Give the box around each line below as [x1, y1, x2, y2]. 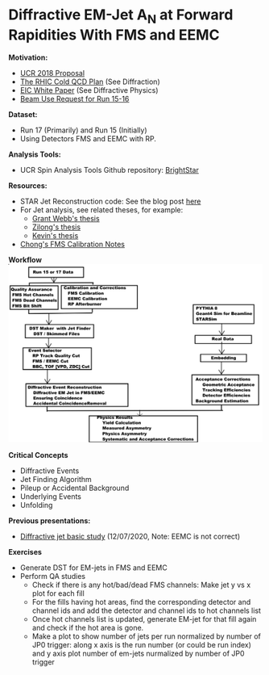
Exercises [8, 547, 43, 557]
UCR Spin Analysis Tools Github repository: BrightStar [19, 165, 199, 174]
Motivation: [8, 52, 48, 62]
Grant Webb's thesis [31, 213, 100, 223]
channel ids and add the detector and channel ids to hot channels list [31, 606, 262, 615]
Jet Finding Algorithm [19, 475, 93, 484]
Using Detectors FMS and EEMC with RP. [19, 133, 157, 143]
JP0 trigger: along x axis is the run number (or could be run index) [31, 640, 252, 650]
